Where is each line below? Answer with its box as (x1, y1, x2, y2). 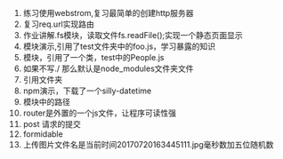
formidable (22, 129, 63, 139)
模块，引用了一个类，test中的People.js (22, 52, 165, 62)
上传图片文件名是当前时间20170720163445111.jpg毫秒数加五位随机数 (22, 139, 274, 149)
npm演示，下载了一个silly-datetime (22, 85, 152, 96)
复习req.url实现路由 (22, 19, 94, 29)
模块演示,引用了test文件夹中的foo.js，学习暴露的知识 (22, 41, 216, 52)
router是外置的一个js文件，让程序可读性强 (22, 107, 177, 118)
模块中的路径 (22, 97, 70, 107)
